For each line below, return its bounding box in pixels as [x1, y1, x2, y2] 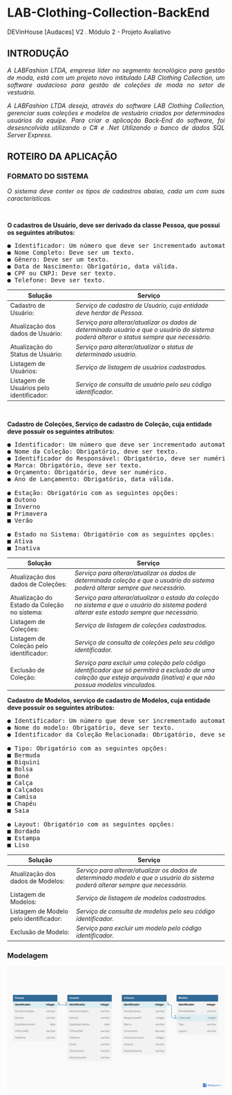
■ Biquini [7, 758, 40, 766]
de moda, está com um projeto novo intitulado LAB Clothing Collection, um [7, 73, 225, 81]
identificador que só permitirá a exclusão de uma [75, 666, 215, 675]
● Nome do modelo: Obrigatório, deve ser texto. [7, 724, 175, 731]
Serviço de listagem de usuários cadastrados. [75, 363, 207, 371]
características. [7, 195, 52, 203]
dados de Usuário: [10, 329, 62, 338]
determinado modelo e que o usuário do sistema [75, 873, 214, 882]
